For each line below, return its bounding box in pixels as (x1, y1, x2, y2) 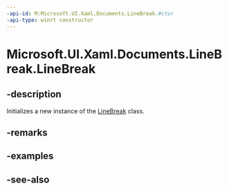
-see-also (6, 173, 50, 185)
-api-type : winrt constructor (6, 17, 94, 23)
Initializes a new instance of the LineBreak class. (6, 106, 145, 115)
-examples (6, 150, 54, 162)
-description (6, 88, 62, 100)
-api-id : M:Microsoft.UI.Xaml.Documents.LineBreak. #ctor (6, 10, 174, 17)
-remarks (6, 126, 48, 138)
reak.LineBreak (6, 61, 96, 77)
